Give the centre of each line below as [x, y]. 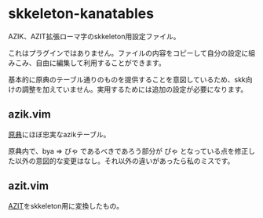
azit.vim [29, 186]
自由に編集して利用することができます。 [100, 63]
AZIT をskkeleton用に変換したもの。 [66, 205]
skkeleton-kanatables [81, 14]
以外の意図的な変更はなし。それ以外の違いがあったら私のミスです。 [124, 161]
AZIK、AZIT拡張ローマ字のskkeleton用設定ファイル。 [94, 36]
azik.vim [29, 114]
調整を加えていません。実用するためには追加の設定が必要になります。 [135, 89]
